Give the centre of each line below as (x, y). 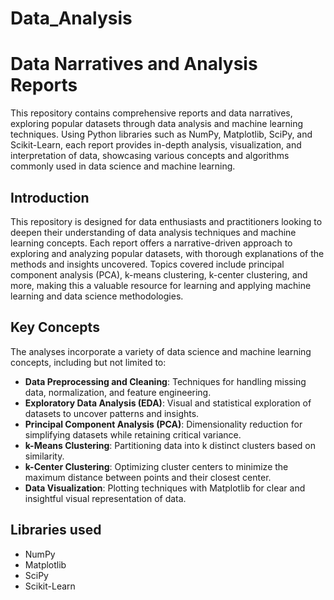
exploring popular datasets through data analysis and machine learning (157, 124)
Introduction (50, 197)
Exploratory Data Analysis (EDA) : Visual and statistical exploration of (168, 403)
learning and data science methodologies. (97, 296)
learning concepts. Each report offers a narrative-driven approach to (151, 243)
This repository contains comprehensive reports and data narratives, (151, 113)
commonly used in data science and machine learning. (123, 166)
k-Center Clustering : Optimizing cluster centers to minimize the (156, 466)
